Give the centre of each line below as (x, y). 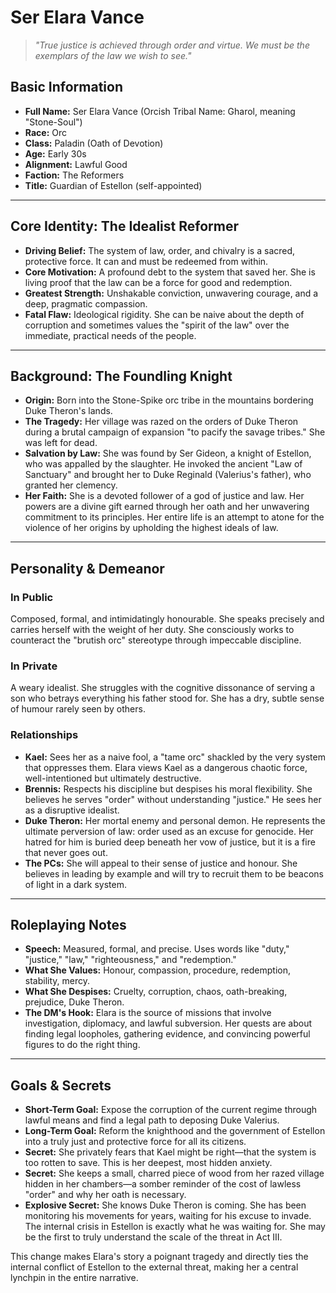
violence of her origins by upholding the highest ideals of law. (151, 528)
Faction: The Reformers (74, 175)
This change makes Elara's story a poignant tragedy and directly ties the (159, 1257)
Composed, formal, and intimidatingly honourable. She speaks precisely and (167, 619)
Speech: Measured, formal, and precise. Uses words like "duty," (157, 949)
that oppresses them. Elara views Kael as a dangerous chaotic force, (166, 767)
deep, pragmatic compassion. (86, 303)
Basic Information (67, 87)
